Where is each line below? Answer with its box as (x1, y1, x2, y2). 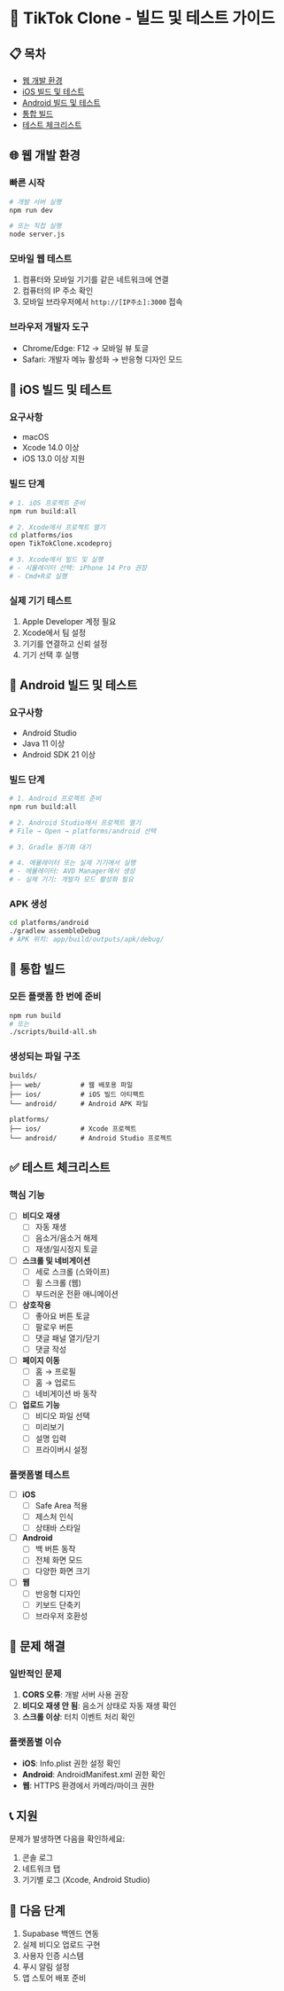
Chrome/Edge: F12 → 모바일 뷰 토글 (21, 342, 149, 353)
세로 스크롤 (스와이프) (35, 1266, 111, 1277)
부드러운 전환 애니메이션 (35, 1288, 119, 1299)
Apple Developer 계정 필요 (21, 616, 117, 627)
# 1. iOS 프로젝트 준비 (9, 498, 86, 507)
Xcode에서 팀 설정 (21, 627, 87, 639)
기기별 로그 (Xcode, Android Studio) (21, 1875, 150, 1885)
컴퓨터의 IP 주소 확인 (21, 286, 94, 296)
